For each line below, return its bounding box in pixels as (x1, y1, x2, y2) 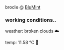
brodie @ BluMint (5, 4, 41, 10)
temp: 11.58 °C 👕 (5, 40, 39, 46)
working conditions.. (5, 16, 57, 23)
